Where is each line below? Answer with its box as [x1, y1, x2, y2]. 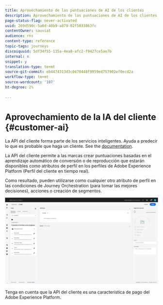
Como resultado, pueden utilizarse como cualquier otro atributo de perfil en [5, 178, 156, 183]
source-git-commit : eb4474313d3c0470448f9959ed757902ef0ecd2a [5, 70, 133, 74]
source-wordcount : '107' [5, 80, 55, 85]
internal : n [5, 54, 29, 59]
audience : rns [5, 34, 34, 38]
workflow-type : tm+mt [5, 74, 49, 80]
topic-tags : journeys [5, 44, 49, 49]
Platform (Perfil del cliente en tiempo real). [5, 168, 90, 174]
